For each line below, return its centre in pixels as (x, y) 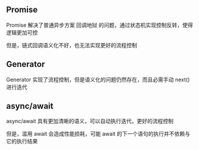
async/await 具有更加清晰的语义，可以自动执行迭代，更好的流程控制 (90, 121)
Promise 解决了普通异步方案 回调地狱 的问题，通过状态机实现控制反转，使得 (99, 25)
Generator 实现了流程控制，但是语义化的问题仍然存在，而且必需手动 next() (98, 79)
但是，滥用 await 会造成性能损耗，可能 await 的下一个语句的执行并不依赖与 (98, 134)
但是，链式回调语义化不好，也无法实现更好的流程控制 (72, 45)
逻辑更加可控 (22, 32)
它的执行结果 (22, 141)
